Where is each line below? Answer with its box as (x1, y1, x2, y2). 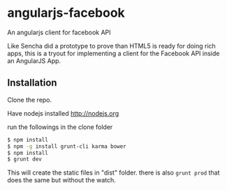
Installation (7, 77, 57, 89)
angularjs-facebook (7, 5, 126, 21)
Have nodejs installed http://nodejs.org (7, 109, 119, 117)
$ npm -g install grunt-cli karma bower (7, 142, 127, 150)
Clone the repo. (7, 95, 52, 104)
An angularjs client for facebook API (7, 28, 111, 36)
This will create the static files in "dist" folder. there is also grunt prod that (7, 168, 220, 177)
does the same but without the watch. (7, 176, 117, 184)
